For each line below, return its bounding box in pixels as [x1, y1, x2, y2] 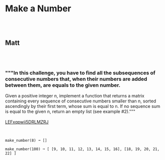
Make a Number [5, 3, 71, 14]
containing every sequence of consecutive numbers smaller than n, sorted [5, 98, 156, 104]
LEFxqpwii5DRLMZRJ [5, 119, 49, 125]
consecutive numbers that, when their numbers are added [5, 75, 148, 82]
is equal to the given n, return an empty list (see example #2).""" [5, 109, 135, 115]
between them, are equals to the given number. [5, 82, 121, 89]
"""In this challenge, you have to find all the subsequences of [5, 69, 156, 76]
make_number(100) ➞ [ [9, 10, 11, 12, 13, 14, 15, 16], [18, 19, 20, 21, [5, 147, 160, 152]
